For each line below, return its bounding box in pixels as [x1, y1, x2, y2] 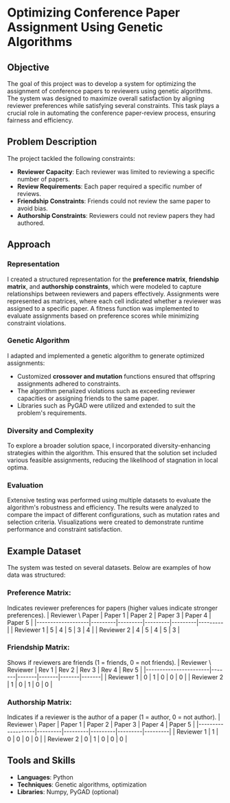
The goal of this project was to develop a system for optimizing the [7, 80, 196, 87]
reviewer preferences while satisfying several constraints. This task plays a [7, 102, 220, 109]
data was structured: [7, 571, 66, 579]
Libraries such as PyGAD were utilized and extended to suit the [16, 401, 196, 410]
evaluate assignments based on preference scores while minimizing [7, 311, 199, 320]
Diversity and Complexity [7, 426, 94, 435]
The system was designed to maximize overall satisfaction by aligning [7, 94, 205, 102]
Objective [7, 61, 50, 73]
